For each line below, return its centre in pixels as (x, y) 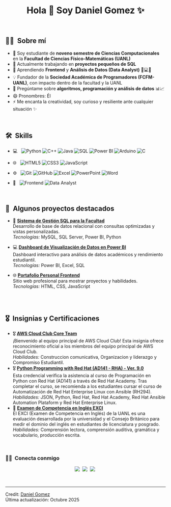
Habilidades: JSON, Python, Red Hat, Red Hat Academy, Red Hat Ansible (89, 397)
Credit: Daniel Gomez (27, 494)
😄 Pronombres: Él (32, 96)
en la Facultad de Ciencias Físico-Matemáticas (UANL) (72, 59)
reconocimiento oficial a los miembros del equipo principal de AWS (83, 346)
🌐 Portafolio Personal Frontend (46, 275)
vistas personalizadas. (36, 232)
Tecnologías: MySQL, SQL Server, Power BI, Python (67, 237)
